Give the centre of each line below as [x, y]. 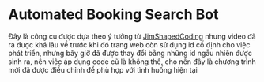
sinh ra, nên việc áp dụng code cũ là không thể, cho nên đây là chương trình [132, 61]
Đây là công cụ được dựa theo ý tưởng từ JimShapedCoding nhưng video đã [132, 36]
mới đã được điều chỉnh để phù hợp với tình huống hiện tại [103, 69]
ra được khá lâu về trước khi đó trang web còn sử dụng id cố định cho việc [129, 44]
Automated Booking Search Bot [113, 15]
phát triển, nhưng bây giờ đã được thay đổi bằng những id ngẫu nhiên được [130, 53]
